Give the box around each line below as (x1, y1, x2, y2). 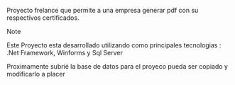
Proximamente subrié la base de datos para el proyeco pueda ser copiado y (6, 62, 229, 70)
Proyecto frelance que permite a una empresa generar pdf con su (6, 6, 199, 14)
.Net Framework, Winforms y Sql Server (6, 49, 124, 57)
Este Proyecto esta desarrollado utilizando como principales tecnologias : (6, 41, 222, 49)
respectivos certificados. (6, 13, 80, 22)
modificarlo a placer (6, 70, 65, 78)
